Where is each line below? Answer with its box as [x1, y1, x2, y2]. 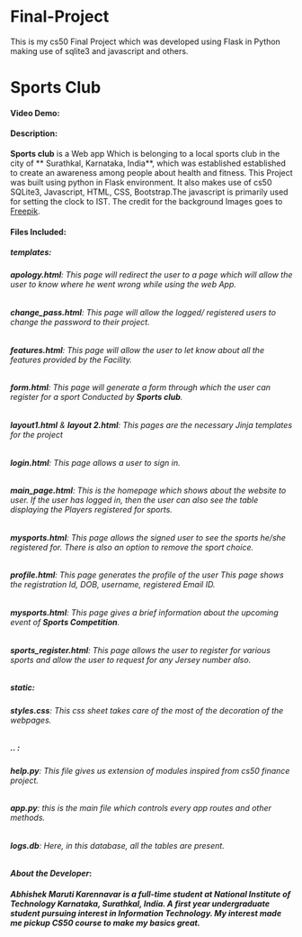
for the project [10, 429, 64, 440]
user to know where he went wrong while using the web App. [10, 279, 237, 290]
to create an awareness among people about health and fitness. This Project [10, 167, 293, 177]
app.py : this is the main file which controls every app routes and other [10, 803, 272, 814]
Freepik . [10, 205, 40, 216]
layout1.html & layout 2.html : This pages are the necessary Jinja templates [10, 419, 293, 430]
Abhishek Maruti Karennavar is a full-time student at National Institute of [10, 888, 291, 899]
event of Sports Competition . [10, 616, 120, 627]
